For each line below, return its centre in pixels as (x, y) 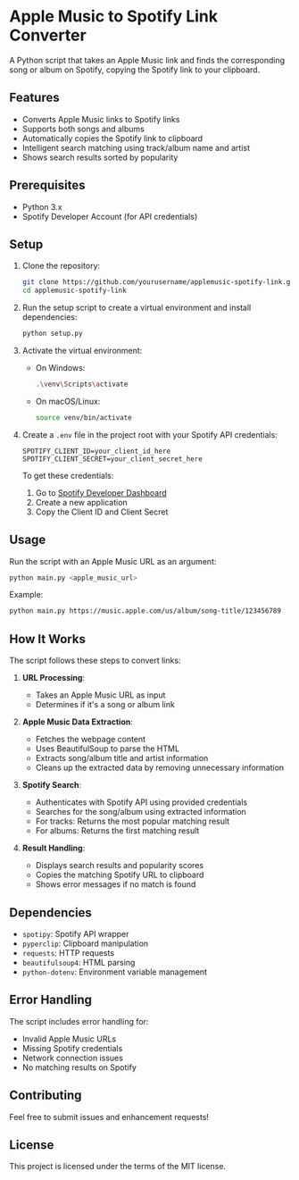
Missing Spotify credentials (72, 1048)
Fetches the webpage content (90, 740)
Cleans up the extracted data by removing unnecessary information (160, 768)
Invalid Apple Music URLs (69, 1039)
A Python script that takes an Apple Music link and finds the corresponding (147, 60)
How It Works (48, 639)
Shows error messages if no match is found (116, 884)
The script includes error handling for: (79, 1021)
